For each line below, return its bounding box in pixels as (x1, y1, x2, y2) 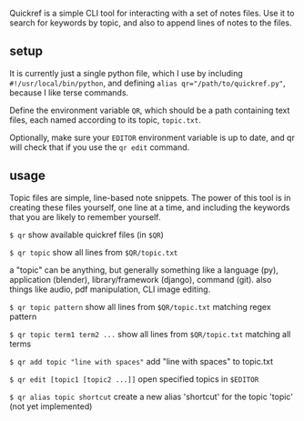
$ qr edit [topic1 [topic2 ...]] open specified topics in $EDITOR (9, 373, 259, 385)
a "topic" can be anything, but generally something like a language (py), (9, 264, 279, 276)
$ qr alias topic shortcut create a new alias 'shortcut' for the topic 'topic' (9, 391, 294, 402)
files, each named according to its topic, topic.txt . (9, 114, 202, 125)
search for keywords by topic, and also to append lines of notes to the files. (9, 17, 292, 28)
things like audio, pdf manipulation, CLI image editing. (9, 284, 211, 295)
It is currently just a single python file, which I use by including (9, 67, 243, 78)
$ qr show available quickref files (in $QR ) (9, 229, 164, 240)
